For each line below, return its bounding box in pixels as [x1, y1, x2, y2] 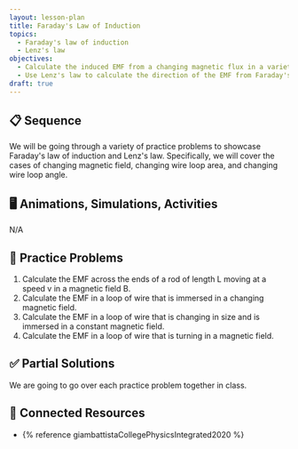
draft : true [9, 79, 53, 88]
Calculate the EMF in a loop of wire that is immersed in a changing [21, 293, 264, 303]
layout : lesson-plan [9, 12, 86, 22]
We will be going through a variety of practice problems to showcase [9, 141, 262, 152]
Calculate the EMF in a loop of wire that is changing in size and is [21, 312, 260, 323]
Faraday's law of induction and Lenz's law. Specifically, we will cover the [9, 150, 275, 161]
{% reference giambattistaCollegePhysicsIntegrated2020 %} [21, 429, 245, 440]
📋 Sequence [9, 113, 82, 129]
